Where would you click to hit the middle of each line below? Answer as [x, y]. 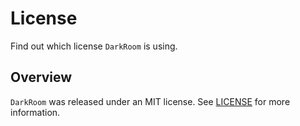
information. [35, 112]
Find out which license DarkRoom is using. [94, 46]
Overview [41, 77]
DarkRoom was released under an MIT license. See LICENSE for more [150, 101]
